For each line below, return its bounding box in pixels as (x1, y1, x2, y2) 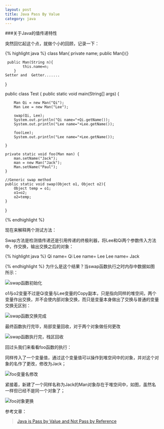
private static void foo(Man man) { (5, 152, 80, 157)
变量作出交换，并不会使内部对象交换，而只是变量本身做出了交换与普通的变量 (5, 297, 159, 303)
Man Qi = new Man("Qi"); (14, 100, 64, 105)
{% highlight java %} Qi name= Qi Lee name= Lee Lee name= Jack (5, 253, 140, 260)
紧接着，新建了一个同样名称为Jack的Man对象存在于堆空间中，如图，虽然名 (5, 381, 156, 387)
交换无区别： (5, 303, 31, 309)
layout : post (5, 7, 32, 12)
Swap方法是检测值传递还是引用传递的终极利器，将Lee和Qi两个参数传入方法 (5, 238, 157, 243)
